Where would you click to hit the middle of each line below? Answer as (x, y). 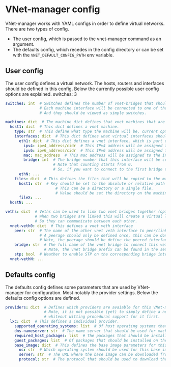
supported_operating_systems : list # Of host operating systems (85, 326)
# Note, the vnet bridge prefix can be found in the (101, 250)
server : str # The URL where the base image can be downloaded (88, 355)
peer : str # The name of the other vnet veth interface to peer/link (91, 231)
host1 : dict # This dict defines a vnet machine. (65, 127)
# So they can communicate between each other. (86, 221)
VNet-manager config (53, 9)
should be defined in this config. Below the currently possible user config (82, 89)
